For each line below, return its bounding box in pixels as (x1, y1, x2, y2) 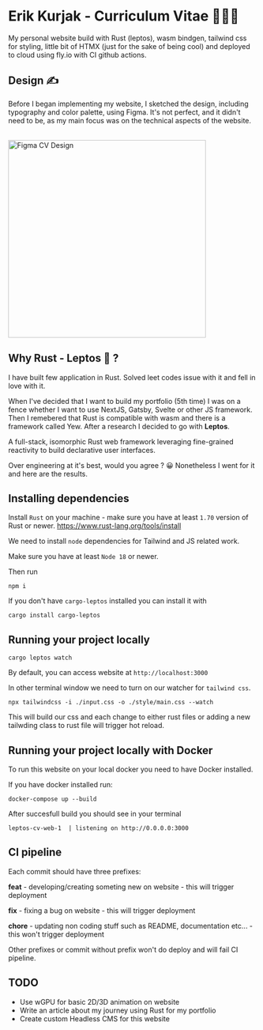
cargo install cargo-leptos (8, 612, 101, 620)
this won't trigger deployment (8, 929, 105, 939)
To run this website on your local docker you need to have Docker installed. (8, 764, 254, 774)
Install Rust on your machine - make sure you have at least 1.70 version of (8, 513, 249, 523)
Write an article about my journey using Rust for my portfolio (19, 1005, 216, 1015)
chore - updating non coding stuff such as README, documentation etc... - (8, 921, 254, 930)
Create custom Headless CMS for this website (19, 1013, 170, 1023)
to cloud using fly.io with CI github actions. (8, 50, 147, 59)
